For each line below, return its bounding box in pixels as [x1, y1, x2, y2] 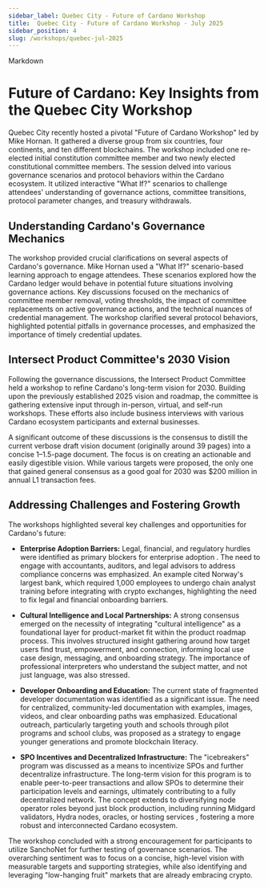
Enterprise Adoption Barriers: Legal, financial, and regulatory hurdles [19, 543, 250, 553]
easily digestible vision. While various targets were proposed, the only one [8, 458, 254, 468]
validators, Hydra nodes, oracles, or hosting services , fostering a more [19, 812, 254, 821]
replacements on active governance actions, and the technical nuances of [8, 304, 253, 314]
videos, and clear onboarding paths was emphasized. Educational [19, 711, 238, 720]
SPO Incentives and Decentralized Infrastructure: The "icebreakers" [19, 752, 250, 762]
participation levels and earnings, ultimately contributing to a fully [19, 786, 236, 796]
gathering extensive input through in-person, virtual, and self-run [8, 399, 223, 409]
